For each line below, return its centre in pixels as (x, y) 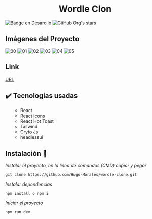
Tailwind (29, 127)
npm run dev (18, 212)
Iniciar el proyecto (24, 203)
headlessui (31, 137)
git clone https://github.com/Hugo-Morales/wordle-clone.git (71, 175)
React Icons (32, 116)
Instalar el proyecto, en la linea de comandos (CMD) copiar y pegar (76, 166)
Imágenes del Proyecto (42, 39)
